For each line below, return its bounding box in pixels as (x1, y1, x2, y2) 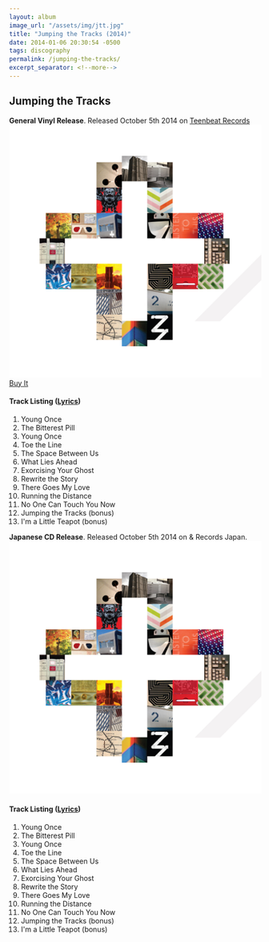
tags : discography (9, 46, 70, 55)
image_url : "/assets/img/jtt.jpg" (9, 21, 125, 30)
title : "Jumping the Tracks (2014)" (9, 30, 131, 38)
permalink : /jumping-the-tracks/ (9, 55, 121, 63)
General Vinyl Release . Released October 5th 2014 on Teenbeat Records (9, 115, 251, 125)
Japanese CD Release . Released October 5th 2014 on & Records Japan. (9, 532, 247, 541)
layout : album (9, 13, 57, 21)
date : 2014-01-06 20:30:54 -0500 (9, 38, 121, 46)
